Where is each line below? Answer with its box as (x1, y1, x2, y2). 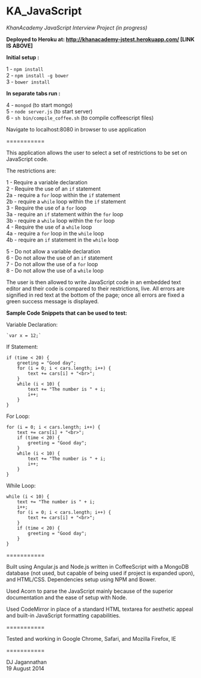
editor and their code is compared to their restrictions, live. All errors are (6, 285, 185, 292)
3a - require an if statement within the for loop (6, 210, 124, 217)
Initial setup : (6, 53, 40, 61)
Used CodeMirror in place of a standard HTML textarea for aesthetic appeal (6, 605, 194, 613)
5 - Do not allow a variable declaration (6, 247, 101, 255)
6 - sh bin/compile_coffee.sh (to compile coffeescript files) (6, 114, 154, 121)
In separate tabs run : (6, 89, 61, 97)
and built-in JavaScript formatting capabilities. (6, 611, 121, 619)
